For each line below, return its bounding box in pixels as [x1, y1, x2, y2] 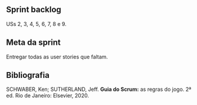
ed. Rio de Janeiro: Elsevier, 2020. [6, 92, 90, 99]
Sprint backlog [6, 5, 62, 15]
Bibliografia [6, 70, 50, 80]
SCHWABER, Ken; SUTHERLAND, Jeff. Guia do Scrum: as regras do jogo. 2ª [6, 86, 192, 93]
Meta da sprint [6, 38, 61, 48]
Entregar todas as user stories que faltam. [6, 53, 108, 60]
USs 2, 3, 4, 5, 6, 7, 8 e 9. [6, 20, 67, 27]
